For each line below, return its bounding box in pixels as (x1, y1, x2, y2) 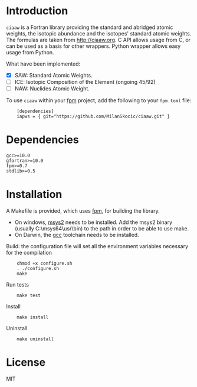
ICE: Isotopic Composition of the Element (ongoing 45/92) (14, 79, 156, 85)
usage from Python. (6, 48, 54, 56)
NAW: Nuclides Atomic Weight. (14, 85, 90, 92)
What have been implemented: (6, 60, 81, 67)
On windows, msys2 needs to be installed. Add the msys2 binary (14, 219, 173, 226)
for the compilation (6, 249, 52, 256)
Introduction (6, 4, 68, 18)
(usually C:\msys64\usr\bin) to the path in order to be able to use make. (14, 225, 189, 232)
